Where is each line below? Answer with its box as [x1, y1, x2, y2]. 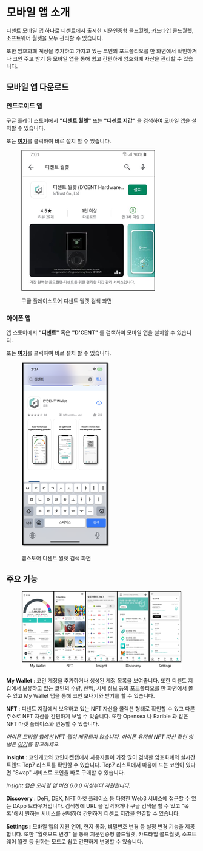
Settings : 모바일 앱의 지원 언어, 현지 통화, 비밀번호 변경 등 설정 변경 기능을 [6, 822, 184, 830]
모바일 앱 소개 [6, 5, 70, 19]
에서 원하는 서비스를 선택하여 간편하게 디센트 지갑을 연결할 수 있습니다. [13, 810, 181, 817]
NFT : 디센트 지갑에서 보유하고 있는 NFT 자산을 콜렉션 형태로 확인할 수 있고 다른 [6, 705, 195, 712]
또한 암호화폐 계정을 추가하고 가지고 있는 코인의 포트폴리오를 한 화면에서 [6, 47, 176, 55]
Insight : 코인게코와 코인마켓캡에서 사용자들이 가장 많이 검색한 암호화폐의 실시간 [6, 753, 196, 760]
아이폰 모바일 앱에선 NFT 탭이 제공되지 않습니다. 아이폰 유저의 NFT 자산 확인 [6, 733, 187, 740]
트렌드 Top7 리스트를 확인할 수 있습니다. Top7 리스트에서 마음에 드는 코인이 [6, 761, 185, 768]
